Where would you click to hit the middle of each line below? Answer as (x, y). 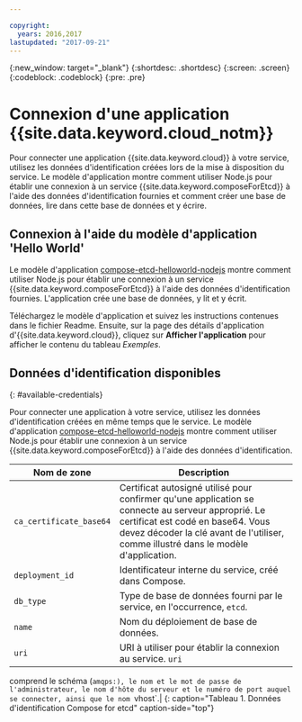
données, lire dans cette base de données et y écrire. (108, 206)
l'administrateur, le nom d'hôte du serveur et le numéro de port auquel (151, 690)
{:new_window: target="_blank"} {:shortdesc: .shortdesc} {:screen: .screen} (150, 68)
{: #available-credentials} (56, 394)
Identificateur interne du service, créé (199, 570)
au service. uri (151, 658)
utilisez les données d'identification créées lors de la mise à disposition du (147, 167)
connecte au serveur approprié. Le (192, 510)
